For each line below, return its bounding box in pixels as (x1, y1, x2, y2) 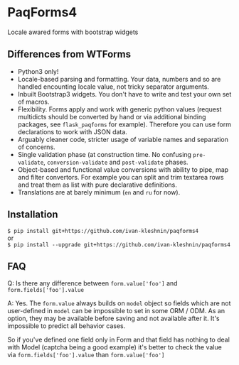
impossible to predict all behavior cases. (7, 322, 126, 330)
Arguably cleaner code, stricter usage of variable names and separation (17, 135, 229, 143)
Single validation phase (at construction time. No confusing (17, 150, 192, 158)
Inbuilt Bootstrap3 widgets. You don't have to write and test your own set (17, 89, 232, 98)
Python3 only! (17, 67, 59, 75)
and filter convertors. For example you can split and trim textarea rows (17, 173, 224, 181)
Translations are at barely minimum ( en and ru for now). (17, 187, 181, 196)
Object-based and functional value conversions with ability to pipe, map (17, 165, 229, 174)
